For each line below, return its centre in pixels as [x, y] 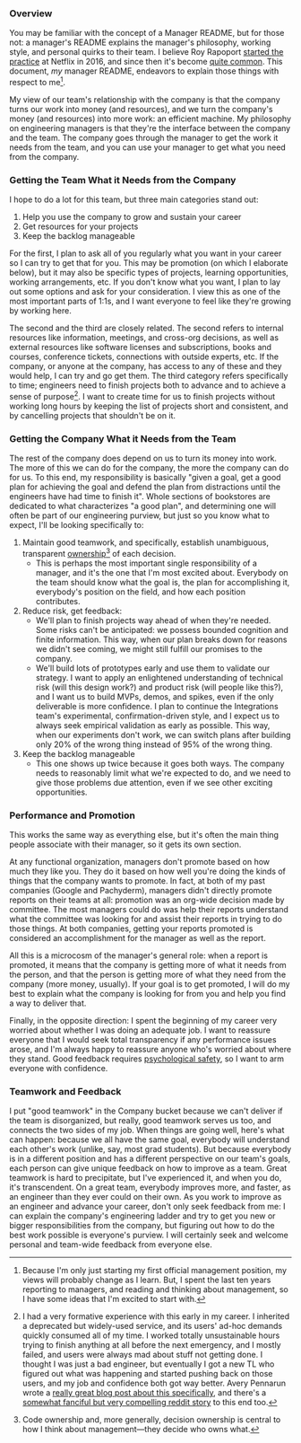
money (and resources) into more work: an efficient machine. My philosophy [150, 119]
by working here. [40, 311]
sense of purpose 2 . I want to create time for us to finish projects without [142, 396]
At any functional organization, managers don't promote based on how [140, 862]
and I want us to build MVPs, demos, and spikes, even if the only [155, 696]
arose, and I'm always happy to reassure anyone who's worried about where [150, 1050]
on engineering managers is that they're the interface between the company [150, 128]
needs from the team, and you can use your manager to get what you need [148, 147]
